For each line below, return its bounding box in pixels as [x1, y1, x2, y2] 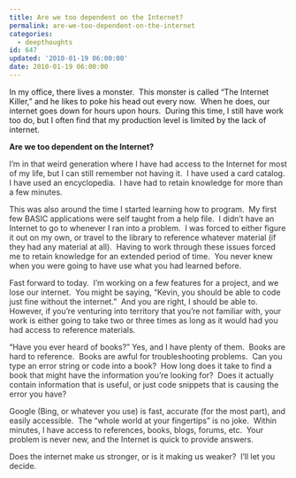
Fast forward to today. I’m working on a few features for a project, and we [9, 277, 279, 288]
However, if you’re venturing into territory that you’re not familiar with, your [9, 305, 282, 316]
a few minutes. [9, 187, 64, 197]
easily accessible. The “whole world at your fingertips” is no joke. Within [9, 415, 277, 426]
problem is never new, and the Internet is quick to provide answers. [9, 434, 254, 444]
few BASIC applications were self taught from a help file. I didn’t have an [9, 213, 275, 224]
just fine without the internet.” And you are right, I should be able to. [9, 296, 258, 306]
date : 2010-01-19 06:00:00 [9, 63, 109, 72]
